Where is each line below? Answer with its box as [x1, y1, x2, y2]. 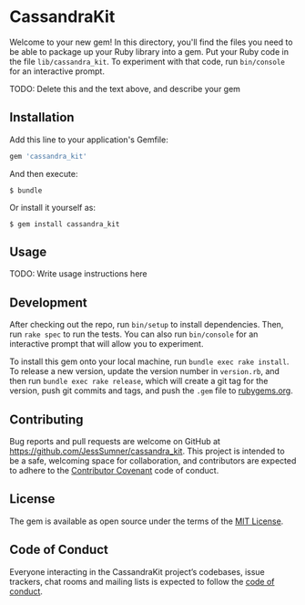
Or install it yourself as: [9, 202, 96, 213]
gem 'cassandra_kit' [9, 151, 88, 161]
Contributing [9, 412, 84, 427]
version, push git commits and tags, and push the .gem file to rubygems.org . [9, 385, 294, 396]
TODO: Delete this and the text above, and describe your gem [9, 83, 241, 94]
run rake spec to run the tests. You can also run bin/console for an [9, 329, 259, 339]
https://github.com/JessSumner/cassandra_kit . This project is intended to [9, 445, 285, 457]
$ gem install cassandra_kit [9, 219, 120, 229]
